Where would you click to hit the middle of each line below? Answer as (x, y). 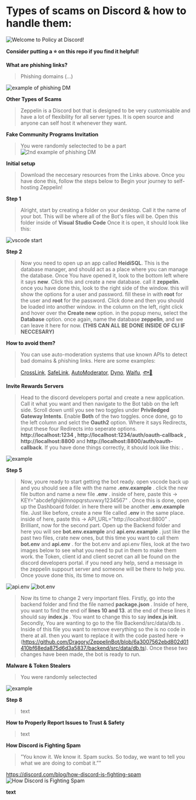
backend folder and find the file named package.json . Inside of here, (104, 604)
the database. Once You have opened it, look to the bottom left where (104, 275)
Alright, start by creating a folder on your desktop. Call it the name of (103, 210)
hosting (30, 187)
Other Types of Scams (34, 99)
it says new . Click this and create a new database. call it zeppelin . (100, 282)
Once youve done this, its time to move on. (72, 575)
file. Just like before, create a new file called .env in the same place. (103, 513)
